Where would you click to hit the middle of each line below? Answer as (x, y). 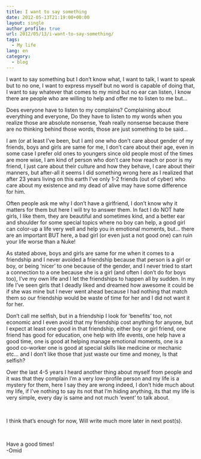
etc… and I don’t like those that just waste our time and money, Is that (92, 354)
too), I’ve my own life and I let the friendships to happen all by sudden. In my (100, 278)
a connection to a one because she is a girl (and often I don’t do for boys (96, 272)
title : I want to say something (46, 12)
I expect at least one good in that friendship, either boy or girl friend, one (96, 328)
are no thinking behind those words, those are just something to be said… (97, 129)
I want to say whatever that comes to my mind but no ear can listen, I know (99, 92)
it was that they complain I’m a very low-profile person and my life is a (93, 378)
